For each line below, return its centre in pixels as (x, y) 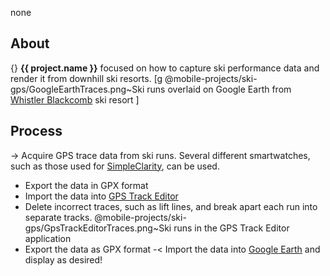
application (48, 238)
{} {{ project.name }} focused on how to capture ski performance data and (165, 68)
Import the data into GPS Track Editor (101, 196)
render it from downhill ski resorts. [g (86, 78)
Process (36, 131)
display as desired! (63, 259)
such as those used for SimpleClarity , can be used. (115, 166)
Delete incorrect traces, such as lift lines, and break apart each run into (171, 206)
